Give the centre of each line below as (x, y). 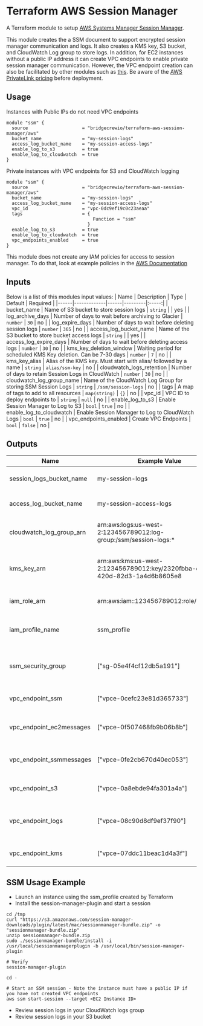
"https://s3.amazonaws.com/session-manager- (77, 920)
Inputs (19, 282)
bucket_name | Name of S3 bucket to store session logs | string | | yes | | (98, 309)
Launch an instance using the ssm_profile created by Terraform (94, 897)
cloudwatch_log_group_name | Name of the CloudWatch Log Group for (95, 380)
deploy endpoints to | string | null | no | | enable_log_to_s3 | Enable (91, 399)
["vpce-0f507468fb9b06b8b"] (143, 728)
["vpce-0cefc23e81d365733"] (143, 699)
